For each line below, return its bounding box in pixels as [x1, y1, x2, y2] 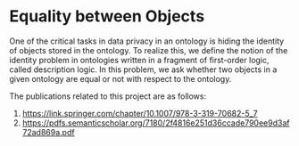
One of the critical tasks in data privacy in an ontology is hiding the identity [9, 36, 285, 46]
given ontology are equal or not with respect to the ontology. [9, 73, 232, 84]
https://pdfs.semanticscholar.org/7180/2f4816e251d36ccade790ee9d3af [21, 118, 290, 128]
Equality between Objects [9, 6, 205, 27]
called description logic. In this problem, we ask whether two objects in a [9, 64, 278, 75]
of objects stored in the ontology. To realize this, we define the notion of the [9, 45, 288, 55]
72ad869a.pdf [21, 126, 75, 137]
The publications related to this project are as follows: [9, 91, 207, 101]
